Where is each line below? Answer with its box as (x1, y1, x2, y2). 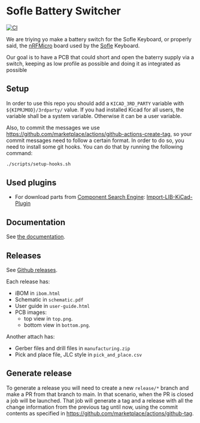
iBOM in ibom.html (14, 289, 60, 297)
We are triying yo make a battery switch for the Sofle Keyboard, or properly (6, 35, 192, 43)
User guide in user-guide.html (14, 303, 90, 310)
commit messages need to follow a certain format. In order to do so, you (6, 137, 184, 144)
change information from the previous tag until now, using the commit (6, 403, 178, 410)
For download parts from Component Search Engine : (14, 194, 146, 201)
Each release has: (6, 278, 50, 285)
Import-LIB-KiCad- (146, 194, 193, 201)
